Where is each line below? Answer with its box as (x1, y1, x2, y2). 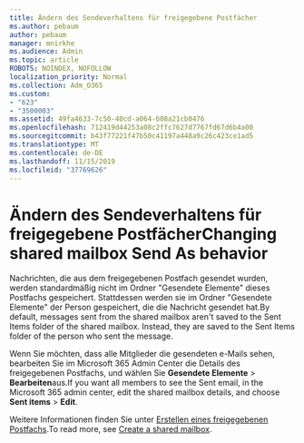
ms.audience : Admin (9, 47, 83, 56)
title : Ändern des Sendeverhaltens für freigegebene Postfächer (9, 13, 258, 23)
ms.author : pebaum (9, 22, 79, 31)
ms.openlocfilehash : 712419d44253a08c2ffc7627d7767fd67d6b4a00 (9, 123, 254, 133)
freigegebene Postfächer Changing (9, 223, 278, 244)
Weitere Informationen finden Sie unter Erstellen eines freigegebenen (9, 414, 269, 425)
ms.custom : (9, 89, 51, 98)
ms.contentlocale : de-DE (9, 148, 103, 157)
